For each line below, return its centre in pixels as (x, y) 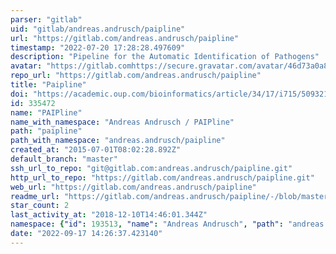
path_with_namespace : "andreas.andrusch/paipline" (118, 141)
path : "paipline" (46, 131)
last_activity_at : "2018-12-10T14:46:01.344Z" (109, 215)
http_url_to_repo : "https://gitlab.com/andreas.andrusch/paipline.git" (162, 177)
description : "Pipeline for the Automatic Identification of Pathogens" (165, 57)
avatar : (26, 66)
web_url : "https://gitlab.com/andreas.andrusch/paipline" (133, 187)
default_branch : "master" (64, 159)
